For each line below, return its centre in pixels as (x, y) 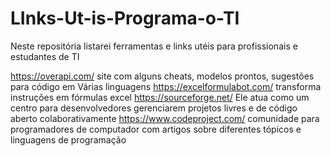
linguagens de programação (68, 139)
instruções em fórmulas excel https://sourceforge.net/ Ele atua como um (160, 97)
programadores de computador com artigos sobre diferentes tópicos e (156, 129)
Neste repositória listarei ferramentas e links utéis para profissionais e (154, 46)
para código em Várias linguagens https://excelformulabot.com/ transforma (166, 86)
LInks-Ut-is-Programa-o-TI (125, 18)
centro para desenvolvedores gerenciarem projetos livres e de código (154, 108)
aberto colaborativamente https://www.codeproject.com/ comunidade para (165, 118)
